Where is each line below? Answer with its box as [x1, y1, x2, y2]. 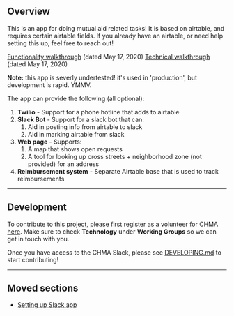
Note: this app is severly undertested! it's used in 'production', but [7, 73, 197, 82]
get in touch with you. [7, 234, 70, 243]
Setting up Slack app [17, 301, 77, 309]
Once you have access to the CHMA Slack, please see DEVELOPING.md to [7, 248, 221, 257]
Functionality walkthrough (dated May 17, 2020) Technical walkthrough [7, 52, 210, 61]
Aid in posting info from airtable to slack [27, 122, 143, 131]
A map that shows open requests [27, 144, 123, 153]
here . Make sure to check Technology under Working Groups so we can [7, 227, 217, 236]
